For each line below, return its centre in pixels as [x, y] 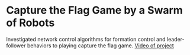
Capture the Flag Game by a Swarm [95, 10]
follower [16, 46]
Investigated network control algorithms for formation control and [86, 39]
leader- [175, 39]
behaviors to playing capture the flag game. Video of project [101, 46]
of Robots [30, 23]
